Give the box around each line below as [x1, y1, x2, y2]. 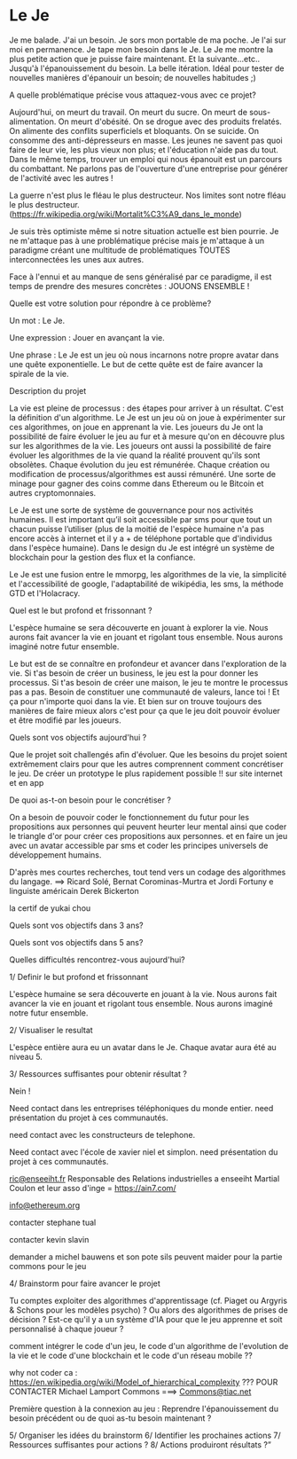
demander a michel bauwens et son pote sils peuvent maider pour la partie [9, 1251, 283, 1262]
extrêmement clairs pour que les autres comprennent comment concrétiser [9, 758, 284, 769]
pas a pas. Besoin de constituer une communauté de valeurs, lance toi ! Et [9, 686, 280, 697]
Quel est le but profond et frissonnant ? [9, 605, 152, 616]
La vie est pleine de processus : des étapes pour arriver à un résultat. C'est [9, 403, 284, 413]
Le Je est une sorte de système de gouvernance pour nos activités [9, 505, 254, 515]
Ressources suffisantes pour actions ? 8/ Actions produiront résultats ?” [9, 1439, 272, 1450]
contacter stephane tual [9, 1217, 97, 1228]
